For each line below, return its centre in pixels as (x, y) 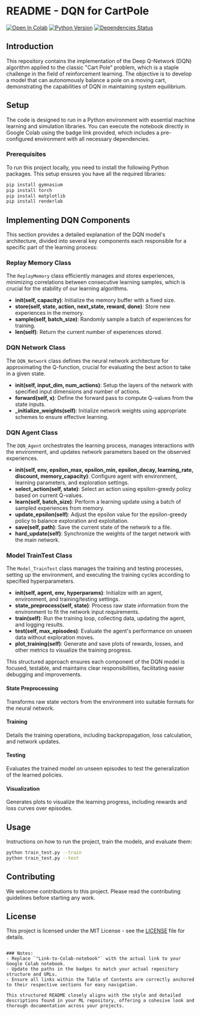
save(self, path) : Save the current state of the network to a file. (93, 527)
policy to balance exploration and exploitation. (72, 521)
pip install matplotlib (36, 196)
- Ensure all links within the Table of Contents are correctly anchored (100, 980)
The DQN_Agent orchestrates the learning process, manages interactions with (100, 445)
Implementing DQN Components (68, 220)
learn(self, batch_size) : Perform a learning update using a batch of (98, 502)
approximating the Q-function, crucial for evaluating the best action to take (98, 367)
